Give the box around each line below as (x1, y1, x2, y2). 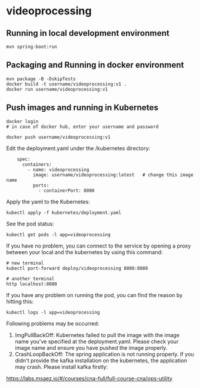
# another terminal (6, 276, 55, 282)
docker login (6, 118, 39, 124)
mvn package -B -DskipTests (6, 76, 76, 82)
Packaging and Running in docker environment (6, 60, 184, 70)
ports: (32, 182, 50, 188)
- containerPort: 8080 (38, 187, 95, 194)
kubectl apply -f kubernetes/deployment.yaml (6, 209, 121, 216)
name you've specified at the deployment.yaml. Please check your (14, 338, 179, 345)
